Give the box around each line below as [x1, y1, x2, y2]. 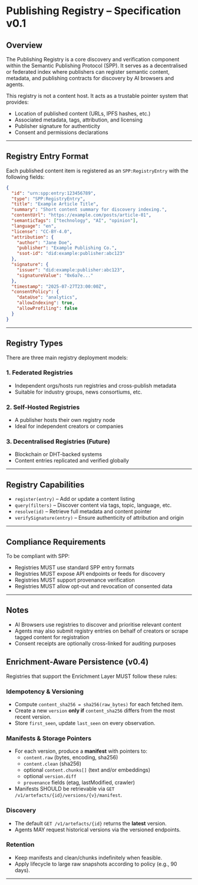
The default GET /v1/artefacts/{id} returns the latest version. [14, 820, 167, 827]
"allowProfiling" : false [16, 306, 78, 312]
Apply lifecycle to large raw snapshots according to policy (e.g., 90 [14, 860, 177, 867]
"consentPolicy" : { [11, 289, 60, 295]
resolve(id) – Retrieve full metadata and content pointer [14, 508, 152, 515]
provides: [6, 99, 29, 106]
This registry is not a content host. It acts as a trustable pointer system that [6, 93, 189, 99]
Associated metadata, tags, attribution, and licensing [14, 116, 143, 123]
